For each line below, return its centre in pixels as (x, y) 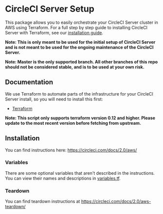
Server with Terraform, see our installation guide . (54, 33)
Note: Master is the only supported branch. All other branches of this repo (81, 62)
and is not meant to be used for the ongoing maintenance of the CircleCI (79, 47)
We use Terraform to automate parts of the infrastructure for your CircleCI (79, 94)
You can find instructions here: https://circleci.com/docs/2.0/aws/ (71, 150)
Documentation (29, 82)
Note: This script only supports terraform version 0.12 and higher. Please (80, 118)
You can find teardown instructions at (43, 201)
